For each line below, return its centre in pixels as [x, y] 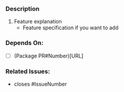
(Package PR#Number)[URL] [49, 56]
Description [23, 9]
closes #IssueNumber [40, 84]
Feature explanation [38, 22]
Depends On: [25, 43]
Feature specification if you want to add [70, 28]
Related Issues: [28, 71]
